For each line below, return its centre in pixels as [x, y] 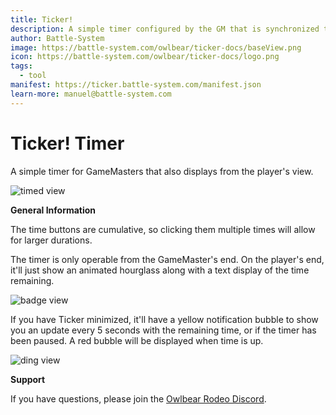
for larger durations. [51, 240]
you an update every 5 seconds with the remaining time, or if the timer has [163, 330]
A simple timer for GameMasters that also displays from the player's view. [162, 171]
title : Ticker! [42, 19]
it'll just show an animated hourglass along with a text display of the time [160, 270]
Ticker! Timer [67, 143]
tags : [21, 66]
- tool [33, 76]
